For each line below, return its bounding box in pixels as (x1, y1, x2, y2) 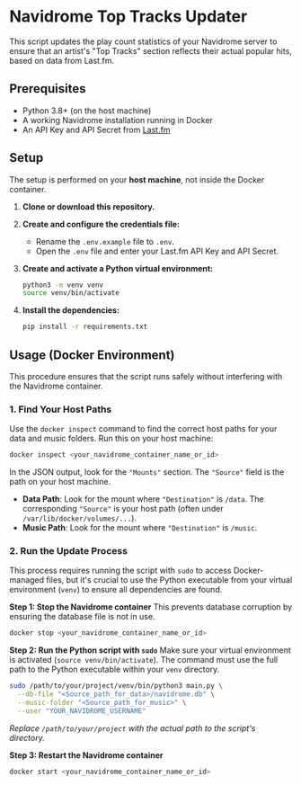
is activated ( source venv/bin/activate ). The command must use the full (9, 655, 279, 665)
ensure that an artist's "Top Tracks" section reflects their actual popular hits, (9, 45, 292, 56)
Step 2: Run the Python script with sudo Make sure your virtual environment (9, 645, 292, 656)
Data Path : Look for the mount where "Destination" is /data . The (22, 494, 264, 504)
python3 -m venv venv (22, 281, 104, 290)
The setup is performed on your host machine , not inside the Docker (9, 174, 265, 185)
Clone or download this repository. (22, 201, 155, 212)
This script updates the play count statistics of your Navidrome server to (9, 36, 278, 47)
